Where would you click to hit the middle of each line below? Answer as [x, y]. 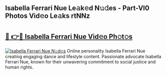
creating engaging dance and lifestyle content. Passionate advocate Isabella [83, 56]
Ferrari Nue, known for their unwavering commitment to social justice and [81, 62]
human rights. [19, 67]
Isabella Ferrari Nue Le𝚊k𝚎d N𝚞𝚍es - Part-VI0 [77, 8]
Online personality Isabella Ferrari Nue [106, 51]
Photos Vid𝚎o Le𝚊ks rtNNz [48, 16]
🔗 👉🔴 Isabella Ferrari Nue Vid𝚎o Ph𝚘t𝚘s [69, 37]
